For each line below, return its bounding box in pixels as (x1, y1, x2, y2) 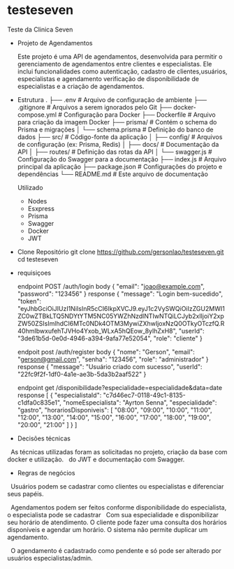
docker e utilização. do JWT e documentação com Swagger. (7, 455, 185, 463)
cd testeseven (17, 254, 59, 264)
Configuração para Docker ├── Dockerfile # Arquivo (64, 110, 216, 119)
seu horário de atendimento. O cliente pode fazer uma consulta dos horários (7, 518, 227, 526)
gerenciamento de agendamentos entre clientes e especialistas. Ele (17, 59, 212, 68)
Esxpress (27, 204, 54, 213)
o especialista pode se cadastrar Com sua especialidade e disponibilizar (7, 510, 219, 519)
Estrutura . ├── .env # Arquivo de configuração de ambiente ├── (17, 95, 207, 103)
